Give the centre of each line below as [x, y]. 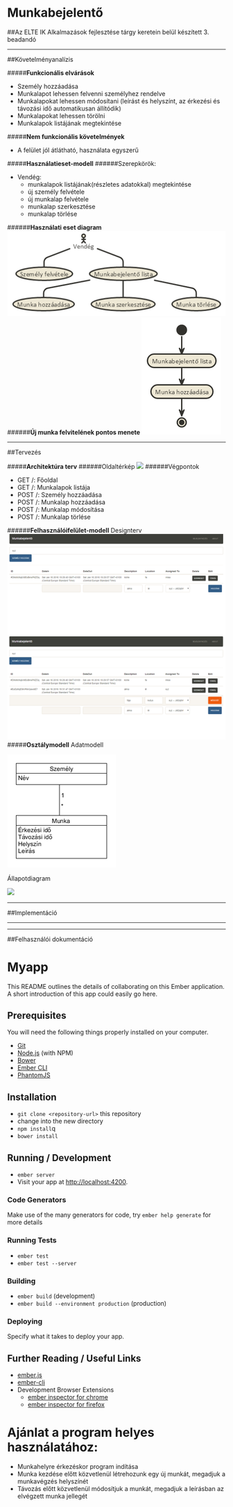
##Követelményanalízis [41, 59]
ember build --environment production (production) [92, 1303]
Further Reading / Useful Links [74, 1358]
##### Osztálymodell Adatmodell [55, 744]
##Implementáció [32, 913]
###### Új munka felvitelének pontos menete [74, 433]
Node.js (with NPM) [45, 1053]
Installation [32, 1097]
